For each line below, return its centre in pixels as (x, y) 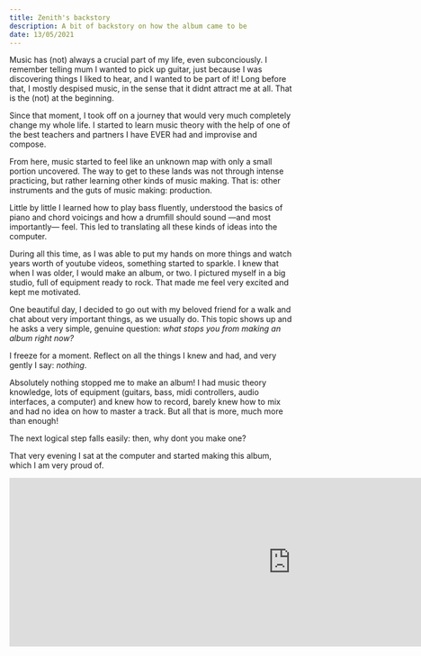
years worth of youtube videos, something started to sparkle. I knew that (144, 264)
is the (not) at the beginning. (62, 98)
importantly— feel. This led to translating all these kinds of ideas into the (143, 227)
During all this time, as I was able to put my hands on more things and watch (151, 254)
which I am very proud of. (57, 465)
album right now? (42, 338)
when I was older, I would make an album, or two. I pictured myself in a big (148, 273)
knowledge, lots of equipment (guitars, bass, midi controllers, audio (134, 392)
